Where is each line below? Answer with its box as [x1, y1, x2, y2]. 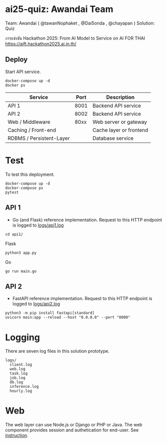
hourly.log [9, 388, 32, 394]
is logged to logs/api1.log [12, 222, 64, 228]
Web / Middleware [7, 118, 51, 125]
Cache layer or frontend [92, 126, 149, 133]
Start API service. [5, 69, 41, 75]
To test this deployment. [5, 171, 55, 177]
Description [106, 94, 135, 101]
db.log [9, 380, 23, 385]
